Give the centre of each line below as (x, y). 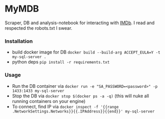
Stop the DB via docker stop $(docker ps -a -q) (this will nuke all (80, 96)
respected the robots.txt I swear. (39, 28)
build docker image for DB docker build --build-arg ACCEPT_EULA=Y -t (86, 52)
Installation (19, 41)
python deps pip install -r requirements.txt (61, 62)
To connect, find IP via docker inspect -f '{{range (65, 106)
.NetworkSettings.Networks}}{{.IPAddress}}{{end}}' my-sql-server (83, 111)
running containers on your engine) (49, 101)
